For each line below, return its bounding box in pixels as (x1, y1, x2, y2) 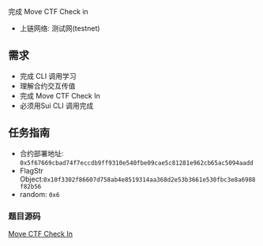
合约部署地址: (19, 148, 64, 158)
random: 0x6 (19, 189, 60, 199)
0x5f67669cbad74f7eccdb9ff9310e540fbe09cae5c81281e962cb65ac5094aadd (19, 158, 254, 167)
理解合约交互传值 (19, 81, 76, 91)
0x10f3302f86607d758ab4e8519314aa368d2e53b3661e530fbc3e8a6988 (43, 176, 256, 184)
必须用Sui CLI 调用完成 (19, 101, 94, 110)
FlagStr (19, 166, 43, 175)
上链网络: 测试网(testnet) (19, 24, 100, 33)
